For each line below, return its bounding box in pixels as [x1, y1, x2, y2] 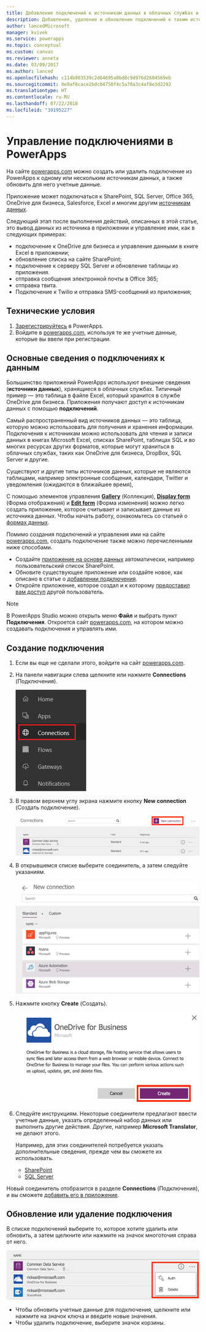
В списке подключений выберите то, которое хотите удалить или [6, 1225, 178, 1233]
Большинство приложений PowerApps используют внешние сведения [6, 379, 191, 386]
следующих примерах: [6, 230, 67, 238]
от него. [6, 1238, 28, 1245]
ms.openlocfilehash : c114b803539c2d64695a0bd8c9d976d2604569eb [6, 74, 172, 81]
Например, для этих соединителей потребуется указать [15, 1141, 164, 1148]
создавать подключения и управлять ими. [6, 625, 118, 632]
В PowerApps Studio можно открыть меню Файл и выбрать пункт [6, 612, 178, 619]
